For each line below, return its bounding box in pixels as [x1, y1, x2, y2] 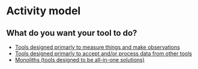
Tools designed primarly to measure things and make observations [14, 43, 180, 51]
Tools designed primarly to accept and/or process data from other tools [14, 50, 192, 57]
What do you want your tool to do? [6, 28, 137, 38]
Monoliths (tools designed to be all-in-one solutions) [14, 57, 145, 63]
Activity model [6, 4, 81, 18]
